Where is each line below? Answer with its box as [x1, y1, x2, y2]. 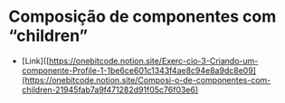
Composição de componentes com [8, 6, 277, 27]
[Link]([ [21, 55, 50, 66]
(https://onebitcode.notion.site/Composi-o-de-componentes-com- [21, 74, 271, 85]
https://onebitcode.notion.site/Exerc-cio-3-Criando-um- [48, 55, 259, 66]
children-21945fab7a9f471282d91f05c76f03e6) [21, 84, 199, 95]
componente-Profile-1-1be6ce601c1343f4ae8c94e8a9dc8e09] [21, 65, 257, 76]
